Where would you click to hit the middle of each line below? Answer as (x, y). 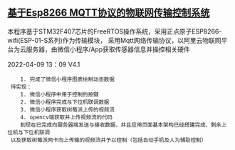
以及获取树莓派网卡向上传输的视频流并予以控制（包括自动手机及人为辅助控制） (109, 140)
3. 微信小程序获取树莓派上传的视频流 (68, 109)
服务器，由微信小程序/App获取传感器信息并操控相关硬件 (108, 49)
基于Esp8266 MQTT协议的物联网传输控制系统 (109, 13)
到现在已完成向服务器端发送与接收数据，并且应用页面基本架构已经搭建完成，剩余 (121, 125)
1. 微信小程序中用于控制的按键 (59, 94)
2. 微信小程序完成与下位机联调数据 (65, 102)
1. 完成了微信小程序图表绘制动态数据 (68, 79)
